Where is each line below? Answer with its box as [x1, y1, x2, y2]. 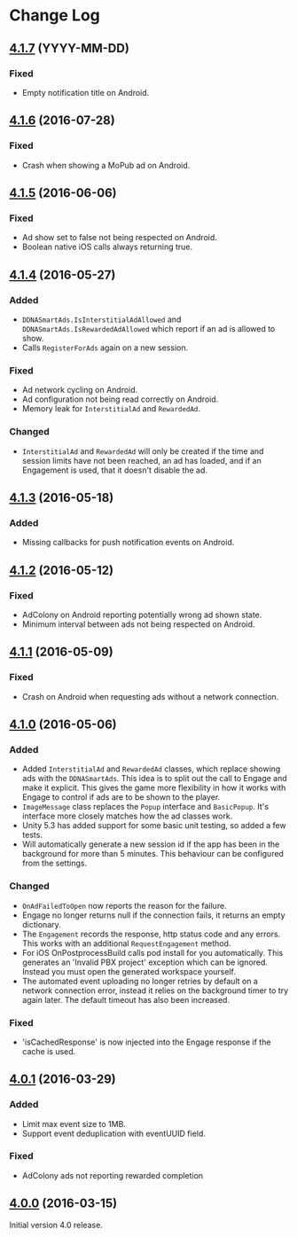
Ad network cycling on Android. [21, 385, 138, 395]
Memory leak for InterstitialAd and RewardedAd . [21, 403, 201, 414]
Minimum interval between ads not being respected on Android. [21, 618, 255, 630]
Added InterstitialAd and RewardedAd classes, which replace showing [21, 763, 281, 774]
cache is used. [21, 1045, 76, 1056]
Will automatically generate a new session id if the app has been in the [21, 839, 280, 849]
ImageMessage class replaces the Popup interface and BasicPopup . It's [21, 802, 269, 812]
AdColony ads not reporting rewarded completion [21, 1170, 204, 1180]
